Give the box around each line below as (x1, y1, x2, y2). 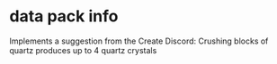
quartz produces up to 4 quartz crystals (9, 44, 157, 55)
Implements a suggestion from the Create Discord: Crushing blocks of (9, 36, 269, 46)
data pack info (9, 6, 119, 27)
